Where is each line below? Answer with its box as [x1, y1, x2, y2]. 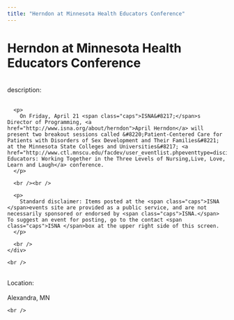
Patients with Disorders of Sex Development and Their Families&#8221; [7, 137, 219, 144]
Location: [7, 278, 34, 287]
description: [7, 85, 42, 94]
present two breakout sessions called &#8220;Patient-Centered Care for [7, 130, 223, 138]
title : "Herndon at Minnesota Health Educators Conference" [7, 10, 186, 17]
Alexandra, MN [7, 294, 50, 302]
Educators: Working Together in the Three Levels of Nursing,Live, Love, [7, 155, 226, 162]
